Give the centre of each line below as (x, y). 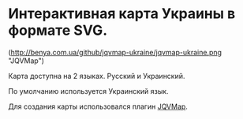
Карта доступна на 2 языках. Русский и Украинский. (97, 76)
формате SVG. (58, 30)
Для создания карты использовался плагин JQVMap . (98, 106)
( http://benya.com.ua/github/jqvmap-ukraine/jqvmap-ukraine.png (115, 52)
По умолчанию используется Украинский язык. (88, 91)
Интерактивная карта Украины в (122, 14)
